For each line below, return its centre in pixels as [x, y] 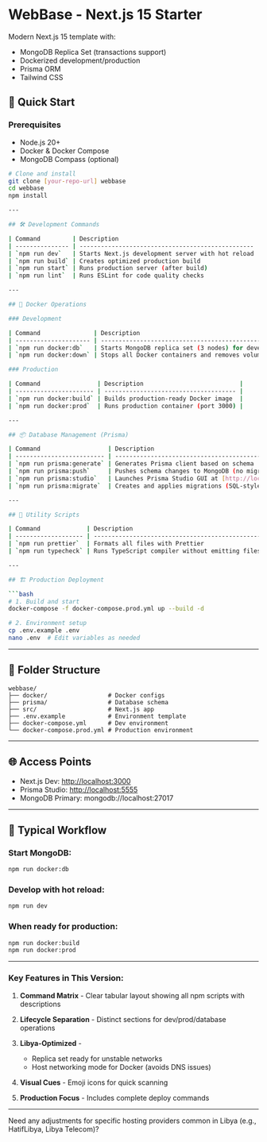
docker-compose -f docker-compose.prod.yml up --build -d [106, 609]
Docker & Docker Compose [64, 150]
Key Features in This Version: [66, 978]
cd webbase [26, 188]
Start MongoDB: [40, 853]
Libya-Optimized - [50, 1043]
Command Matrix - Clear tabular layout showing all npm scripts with [132, 995]
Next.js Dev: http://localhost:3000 [75, 781]
